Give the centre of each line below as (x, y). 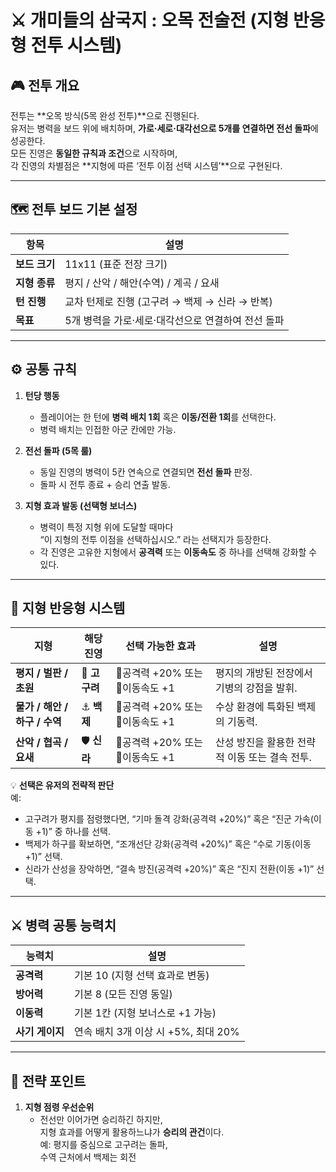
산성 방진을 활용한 (254, 742)
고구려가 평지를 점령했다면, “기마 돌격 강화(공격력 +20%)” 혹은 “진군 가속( (169, 819)
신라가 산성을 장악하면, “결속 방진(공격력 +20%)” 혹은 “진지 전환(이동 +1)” (169, 869)
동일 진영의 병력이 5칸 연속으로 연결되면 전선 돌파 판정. (146, 472)
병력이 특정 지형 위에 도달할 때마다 (106, 527)
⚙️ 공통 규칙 (44, 369)
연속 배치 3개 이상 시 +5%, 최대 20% (156, 1032)
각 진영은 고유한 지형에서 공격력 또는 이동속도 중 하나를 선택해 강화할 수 (178, 552)
